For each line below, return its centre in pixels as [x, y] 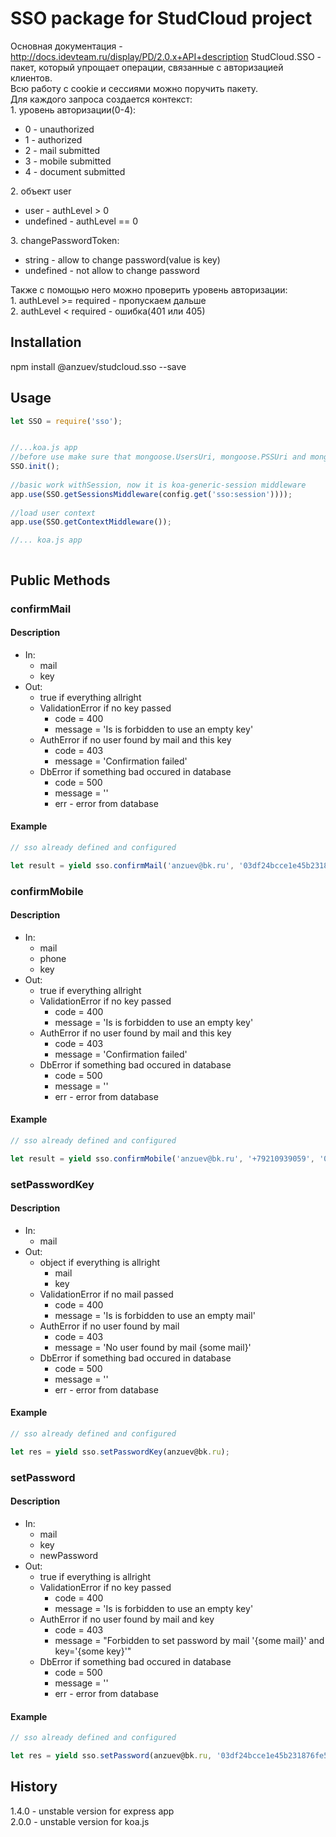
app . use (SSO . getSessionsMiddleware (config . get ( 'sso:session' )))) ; [151, 494]
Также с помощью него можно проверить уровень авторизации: [149, 289]
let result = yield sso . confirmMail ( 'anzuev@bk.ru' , [122, 865]
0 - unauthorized [59, 129]
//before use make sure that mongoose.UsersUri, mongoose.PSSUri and [158, 457]
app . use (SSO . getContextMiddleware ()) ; [91, 522]
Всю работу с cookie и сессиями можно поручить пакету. [134, 88]
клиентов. [31, 78]
